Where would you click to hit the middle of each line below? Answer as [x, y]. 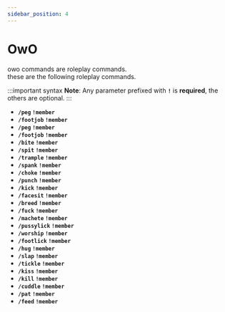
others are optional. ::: [40, 98]
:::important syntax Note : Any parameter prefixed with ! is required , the [113, 90]
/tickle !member [41, 264]
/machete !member [42, 218]
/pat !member [36, 294]
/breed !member [40, 203]
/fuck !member [38, 211]
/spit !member [38, 150]
